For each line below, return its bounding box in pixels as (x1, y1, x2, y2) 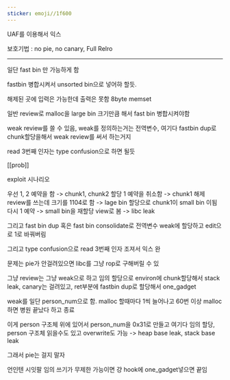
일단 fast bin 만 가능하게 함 (7, 65, 79, 74)
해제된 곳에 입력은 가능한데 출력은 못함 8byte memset (7, 94, 152, 103)
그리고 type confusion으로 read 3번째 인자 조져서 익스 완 (7, 245, 161, 253)
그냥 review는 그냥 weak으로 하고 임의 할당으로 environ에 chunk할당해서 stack (7, 273, 220, 282)
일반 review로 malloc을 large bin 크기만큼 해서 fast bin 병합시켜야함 (7, 109, 190, 118)
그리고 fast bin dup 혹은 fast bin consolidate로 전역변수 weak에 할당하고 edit (7, 221, 217, 230)
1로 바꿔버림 (14, 230, 47, 238)
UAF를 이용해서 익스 (7, 30, 62, 38)
